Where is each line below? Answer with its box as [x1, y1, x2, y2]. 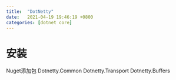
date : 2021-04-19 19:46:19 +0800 [6, 14, 94, 20]
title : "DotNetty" [6, 8, 54, 15]
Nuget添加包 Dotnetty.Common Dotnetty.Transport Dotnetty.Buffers [6, 67, 171, 74]
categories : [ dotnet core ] [6, 19, 72, 25]
